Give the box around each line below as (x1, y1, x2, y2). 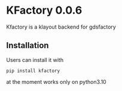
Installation (6, 40, 49, 51)
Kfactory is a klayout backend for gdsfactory (6, 23, 117, 30)
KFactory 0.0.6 (6, 4, 83, 17)
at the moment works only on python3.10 (6, 78, 106, 85)
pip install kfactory (6, 68, 60, 74)
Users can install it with (6, 56, 64, 63)
